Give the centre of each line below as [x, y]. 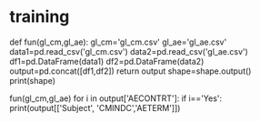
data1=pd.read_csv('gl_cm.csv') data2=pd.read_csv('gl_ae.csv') [129, 51]
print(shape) [33, 80]
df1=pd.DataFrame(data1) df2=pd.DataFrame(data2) [107, 61]
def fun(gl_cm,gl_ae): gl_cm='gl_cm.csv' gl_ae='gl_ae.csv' [118, 42]
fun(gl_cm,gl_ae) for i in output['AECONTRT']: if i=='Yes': [116, 98]
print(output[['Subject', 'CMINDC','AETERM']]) [95, 107]
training [40, 17]
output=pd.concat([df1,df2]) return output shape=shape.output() [130, 71]
